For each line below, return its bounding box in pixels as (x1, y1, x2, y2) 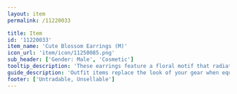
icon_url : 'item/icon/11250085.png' (7, 49, 115, 57)
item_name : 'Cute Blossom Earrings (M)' (7, 43, 128, 50)
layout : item (7, 10, 46, 18)
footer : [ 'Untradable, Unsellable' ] (7, 76, 115, 83)
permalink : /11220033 (7, 17, 71, 24)
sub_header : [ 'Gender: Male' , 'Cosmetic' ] (7, 56, 134, 64)
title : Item (7, 30, 42, 37)
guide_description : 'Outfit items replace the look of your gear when (7, 69, 219, 76)
